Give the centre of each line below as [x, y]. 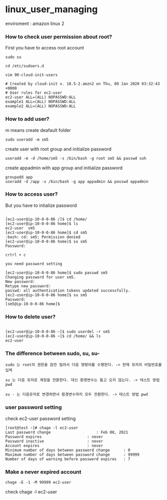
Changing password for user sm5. [41, 277]
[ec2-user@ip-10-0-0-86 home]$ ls [42, 223]
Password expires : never [54, 437]
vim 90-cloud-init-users [31, 75]
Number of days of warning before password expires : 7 [68, 459]
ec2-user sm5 [20, 228]
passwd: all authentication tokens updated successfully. [68, 291]
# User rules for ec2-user [34, 93]
